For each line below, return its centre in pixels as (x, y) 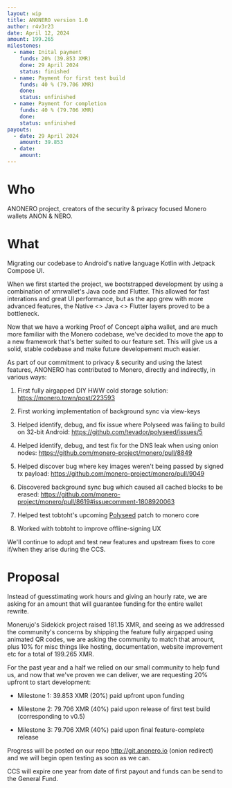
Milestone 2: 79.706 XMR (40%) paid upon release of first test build (114, 709)
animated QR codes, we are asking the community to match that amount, (111, 639)
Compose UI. (26, 270)
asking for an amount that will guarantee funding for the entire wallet (105, 604)
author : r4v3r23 (30, 26)
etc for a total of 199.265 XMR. (51, 654)
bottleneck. (23, 313)
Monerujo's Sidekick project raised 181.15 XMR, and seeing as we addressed (116, 625)
